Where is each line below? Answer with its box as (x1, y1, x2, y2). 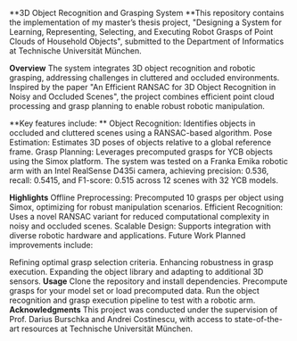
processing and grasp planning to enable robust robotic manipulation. (9, 101, 266, 111)
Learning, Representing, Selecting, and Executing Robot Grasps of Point (9, 27, 274, 37)
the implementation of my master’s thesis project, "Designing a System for (9, 17, 283, 28)
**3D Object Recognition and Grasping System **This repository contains (9, 8, 285, 18)
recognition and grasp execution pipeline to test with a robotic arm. (9, 295, 256, 305)
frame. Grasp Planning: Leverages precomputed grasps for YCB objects (9, 146, 274, 157)
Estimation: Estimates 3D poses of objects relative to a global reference (9, 137, 272, 147)
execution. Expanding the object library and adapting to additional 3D (9, 267, 264, 277)
